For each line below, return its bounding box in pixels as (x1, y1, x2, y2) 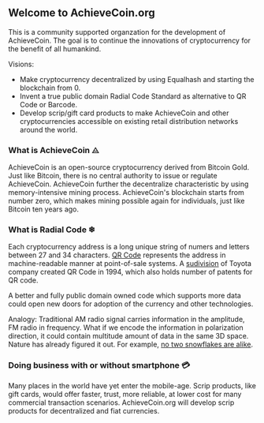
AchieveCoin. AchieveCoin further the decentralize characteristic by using (8, 179, 249, 189)
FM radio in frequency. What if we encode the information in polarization (8, 323, 244, 332)
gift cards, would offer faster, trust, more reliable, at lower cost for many (8, 389, 242, 399)
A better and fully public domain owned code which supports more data (8, 291, 242, 301)
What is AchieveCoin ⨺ (8, 144, 100, 155)
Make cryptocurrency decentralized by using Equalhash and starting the (19, 74, 255, 84)
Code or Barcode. (19, 99, 77, 109)
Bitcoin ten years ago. (8, 204, 80, 214)
